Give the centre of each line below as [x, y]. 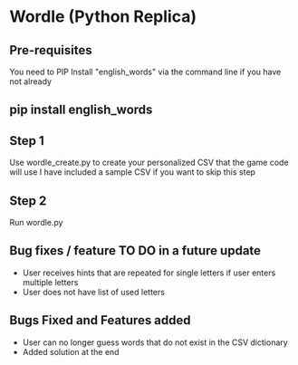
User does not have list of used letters [94, 292]
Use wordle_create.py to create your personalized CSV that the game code [149, 163]
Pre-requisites [51, 50]
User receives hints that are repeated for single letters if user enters [149, 273]
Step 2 [28, 201]
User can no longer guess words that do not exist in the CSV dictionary [155, 342]
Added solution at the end [71, 351]
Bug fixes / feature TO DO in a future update [135, 251]
